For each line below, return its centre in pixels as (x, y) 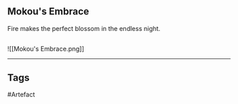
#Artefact (21, 95)
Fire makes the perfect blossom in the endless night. (84, 28)
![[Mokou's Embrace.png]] (46, 49)
